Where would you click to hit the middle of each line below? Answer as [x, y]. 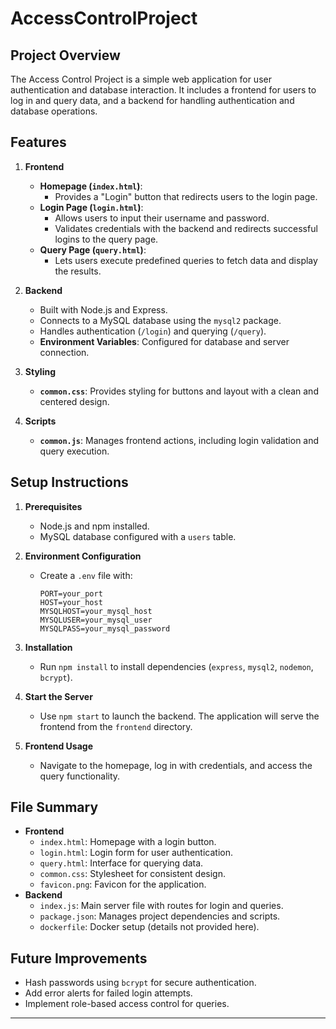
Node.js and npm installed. [94, 526]
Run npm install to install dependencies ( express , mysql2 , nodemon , [176, 666]
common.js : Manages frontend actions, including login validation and [179, 440]
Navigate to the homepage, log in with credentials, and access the [176, 765]
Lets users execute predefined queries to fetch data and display [186, 260]
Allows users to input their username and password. [162, 218]
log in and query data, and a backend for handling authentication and [152, 100]
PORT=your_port [71, 593]
